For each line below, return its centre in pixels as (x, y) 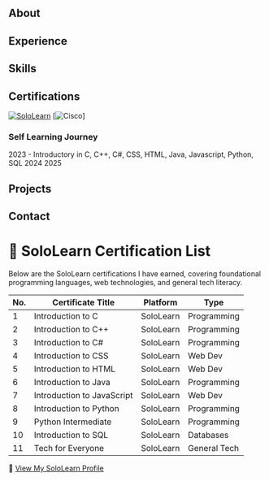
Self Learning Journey (53, 136)
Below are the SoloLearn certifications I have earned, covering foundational (135, 274)
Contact (29, 217)
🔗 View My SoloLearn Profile (56, 468)
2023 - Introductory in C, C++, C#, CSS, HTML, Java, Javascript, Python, (131, 154)
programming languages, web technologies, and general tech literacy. (126, 282)
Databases (208, 435)
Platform (161, 302)
